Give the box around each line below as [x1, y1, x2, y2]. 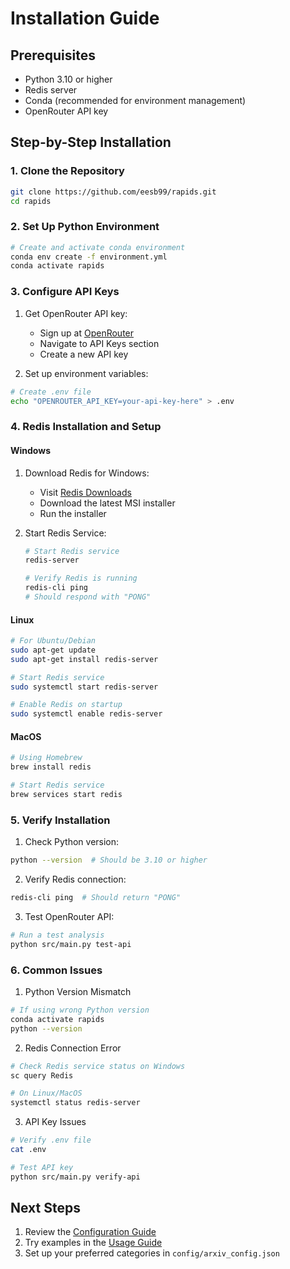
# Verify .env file [10, 1135, 92, 1146]
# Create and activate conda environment [10, 242, 186, 252]
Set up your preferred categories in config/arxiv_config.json [24, 1247, 280, 1259]
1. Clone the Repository [10, 164, 125, 178]
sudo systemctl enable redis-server [10, 709, 163, 719]
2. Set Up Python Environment [10, 220, 160, 234]
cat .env [10, 1145, 47, 1155]
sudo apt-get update [10, 645, 97, 655]
